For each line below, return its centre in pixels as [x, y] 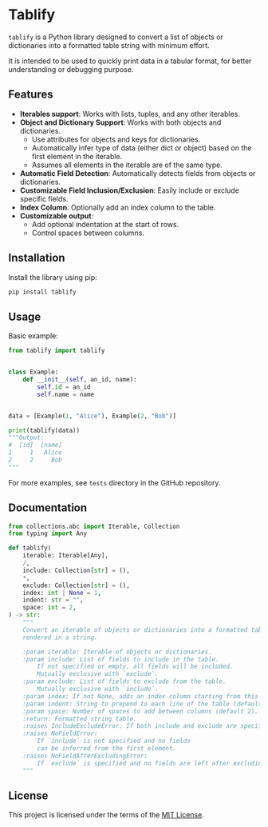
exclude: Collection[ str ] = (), [76, 585]
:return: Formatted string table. [80, 719]
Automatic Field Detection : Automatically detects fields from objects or [138, 173]
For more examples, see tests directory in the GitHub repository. [114, 482]
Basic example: [33, 336]
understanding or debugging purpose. [71, 69]
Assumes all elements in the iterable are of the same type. [127, 165]
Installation [37, 258]
